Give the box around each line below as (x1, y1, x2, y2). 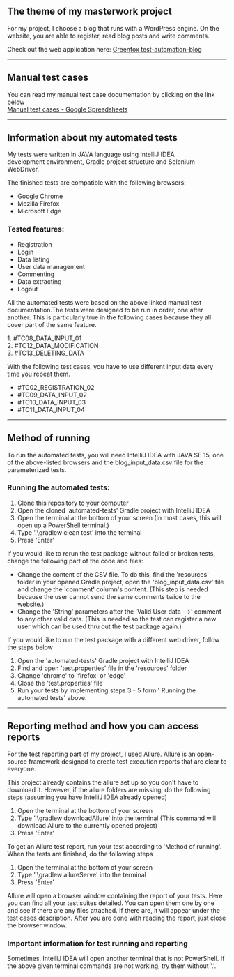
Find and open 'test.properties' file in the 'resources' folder (17, 664, 187, 672)
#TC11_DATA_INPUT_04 (17, 405, 85, 414)
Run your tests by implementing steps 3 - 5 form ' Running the (17, 686, 196, 695)
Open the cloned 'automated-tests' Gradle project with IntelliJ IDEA (17, 506, 211, 515)
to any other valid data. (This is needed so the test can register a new (17, 614, 217, 623)
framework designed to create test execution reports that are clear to (29, 757, 227, 766)
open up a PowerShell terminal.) (17, 521, 109, 529)
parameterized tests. (7, 465, 67, 474)
